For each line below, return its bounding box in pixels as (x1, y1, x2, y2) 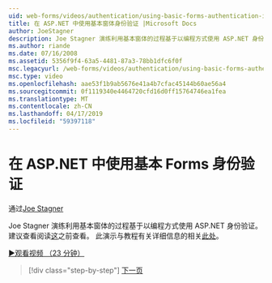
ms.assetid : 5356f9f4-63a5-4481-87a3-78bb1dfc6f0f (8, 58, 183, 66)
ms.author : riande (8, 42, 70, 50)
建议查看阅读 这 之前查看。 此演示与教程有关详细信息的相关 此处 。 (8, 230, 223, 240)
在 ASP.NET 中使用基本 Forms (8, 155, 209, 174)
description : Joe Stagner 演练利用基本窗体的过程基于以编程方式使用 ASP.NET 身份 (8, 34, 265, 43)
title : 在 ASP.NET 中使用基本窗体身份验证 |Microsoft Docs (8, 19, 197, 28)
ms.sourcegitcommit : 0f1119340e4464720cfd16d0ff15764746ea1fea (8, 87, 227, 96)
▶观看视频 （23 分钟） (8, 248, 85, 258)
